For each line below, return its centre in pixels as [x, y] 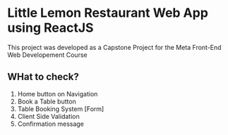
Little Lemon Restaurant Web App [108, 13]
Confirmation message [51, 124]
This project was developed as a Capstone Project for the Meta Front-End [114, 47]
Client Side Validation [48, 116]
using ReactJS [50, 28]
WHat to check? [43, 77]
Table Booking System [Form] [61, 109]
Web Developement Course [47, 55]
